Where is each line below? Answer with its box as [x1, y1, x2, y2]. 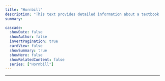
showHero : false [9, 53, 43, 57]
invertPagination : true [9, 39, 58, 44]
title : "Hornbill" [5, 7, 43, 12]
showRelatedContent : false [9, 57, 65, 62]
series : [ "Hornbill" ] [9, 62, 54, 67]
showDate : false [9, 30, 43, 35]
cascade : [5, 25, 23, 30]
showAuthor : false [9, 34, 48, 39]
